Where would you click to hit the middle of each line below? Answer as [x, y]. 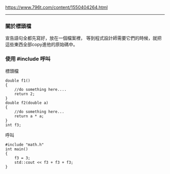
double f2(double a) [27, 103]
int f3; [13, 125]
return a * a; [29, 116]
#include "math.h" [25, 145]
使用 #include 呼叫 [28, 59]
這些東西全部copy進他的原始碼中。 [41, 45]
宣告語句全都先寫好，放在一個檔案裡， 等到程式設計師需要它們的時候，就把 [83, 38]
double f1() [18, 81]
